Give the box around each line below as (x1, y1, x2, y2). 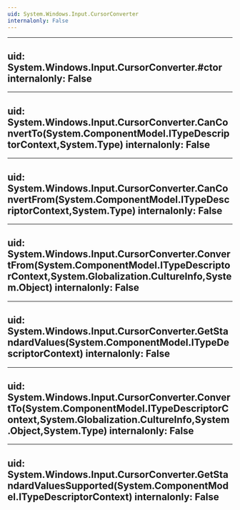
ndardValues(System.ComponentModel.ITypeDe (7, 336, 230, 349)
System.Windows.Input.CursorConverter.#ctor (7, 61, 223, 74)
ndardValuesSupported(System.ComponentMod (7, 479, 229, 491)
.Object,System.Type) (7, 424, 108, 436)
